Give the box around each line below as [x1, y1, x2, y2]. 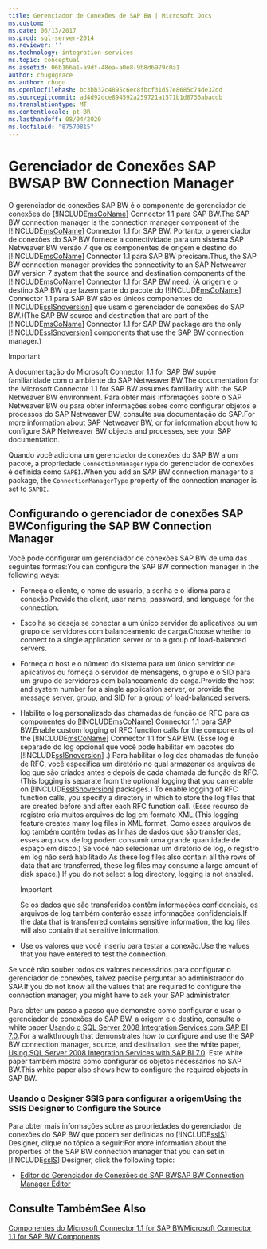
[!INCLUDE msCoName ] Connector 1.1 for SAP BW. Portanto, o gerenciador [8, 226, 252, 235]
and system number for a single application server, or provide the [19, 684, 235, 693]
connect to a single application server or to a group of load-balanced [19, 634, 247, 644]
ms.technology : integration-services [8, 49, 134, 57]
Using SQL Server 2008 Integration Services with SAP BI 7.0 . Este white [8, 1047, 243, 1057]
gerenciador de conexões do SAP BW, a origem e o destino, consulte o [8, 1014, 241, 1023]
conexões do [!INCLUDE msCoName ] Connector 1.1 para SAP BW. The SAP [8, 209, 250, 218]
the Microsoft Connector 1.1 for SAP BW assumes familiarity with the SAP [8, 383, 248, 393]
